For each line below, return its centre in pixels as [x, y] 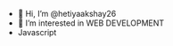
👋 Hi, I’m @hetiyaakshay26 [67, 14]
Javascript [37, 32]
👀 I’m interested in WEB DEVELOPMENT [91, 23]
